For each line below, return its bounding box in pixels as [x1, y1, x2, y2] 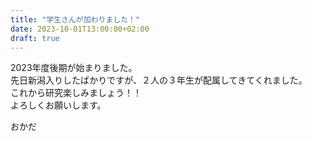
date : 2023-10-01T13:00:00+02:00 [10, 24, 150, 34]
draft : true [10, 33, 60, 43]
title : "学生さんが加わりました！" [10, 14, 141, 25]
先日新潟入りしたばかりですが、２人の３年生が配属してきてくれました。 [10, 74, 308, 86]
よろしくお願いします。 [10, 99, 107, 111]
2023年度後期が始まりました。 [10, 62, 138, 74]
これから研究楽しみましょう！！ [10, 87, 142, 99]
